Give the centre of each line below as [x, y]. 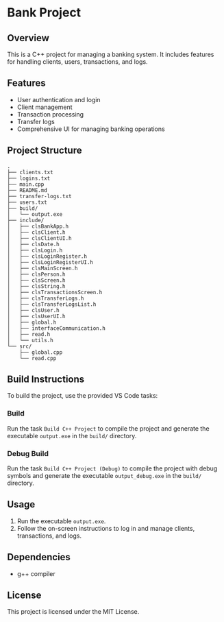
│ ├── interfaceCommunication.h [57, 328]
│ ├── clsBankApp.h [38, 226]
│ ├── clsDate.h [33, 244]
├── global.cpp [41, 352]
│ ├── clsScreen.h [37, 280]
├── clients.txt [30, 172]
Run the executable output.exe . [61, 521]
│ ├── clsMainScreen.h [42, 268]
